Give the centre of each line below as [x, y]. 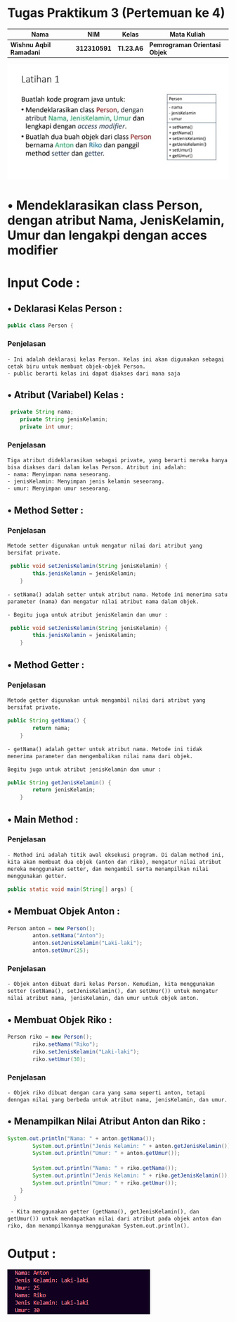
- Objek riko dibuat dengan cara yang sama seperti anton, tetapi [106, 1093]
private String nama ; [42, 412]
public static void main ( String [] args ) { [70, 889]
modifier [33, 251]
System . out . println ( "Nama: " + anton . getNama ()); [81, 1138]
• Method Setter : [46, 510]
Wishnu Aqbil [31, 44]
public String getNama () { [47, 720]
